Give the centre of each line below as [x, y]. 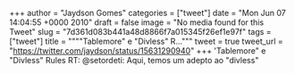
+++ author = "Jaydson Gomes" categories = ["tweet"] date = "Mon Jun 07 [147, 13]
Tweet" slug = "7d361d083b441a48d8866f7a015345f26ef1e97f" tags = [140, 32]
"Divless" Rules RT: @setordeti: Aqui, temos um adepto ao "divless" [134, 60]
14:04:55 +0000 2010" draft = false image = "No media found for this [137, 22]
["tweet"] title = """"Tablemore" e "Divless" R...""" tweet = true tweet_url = [146, 41]
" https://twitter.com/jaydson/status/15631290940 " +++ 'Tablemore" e [138, 51]
